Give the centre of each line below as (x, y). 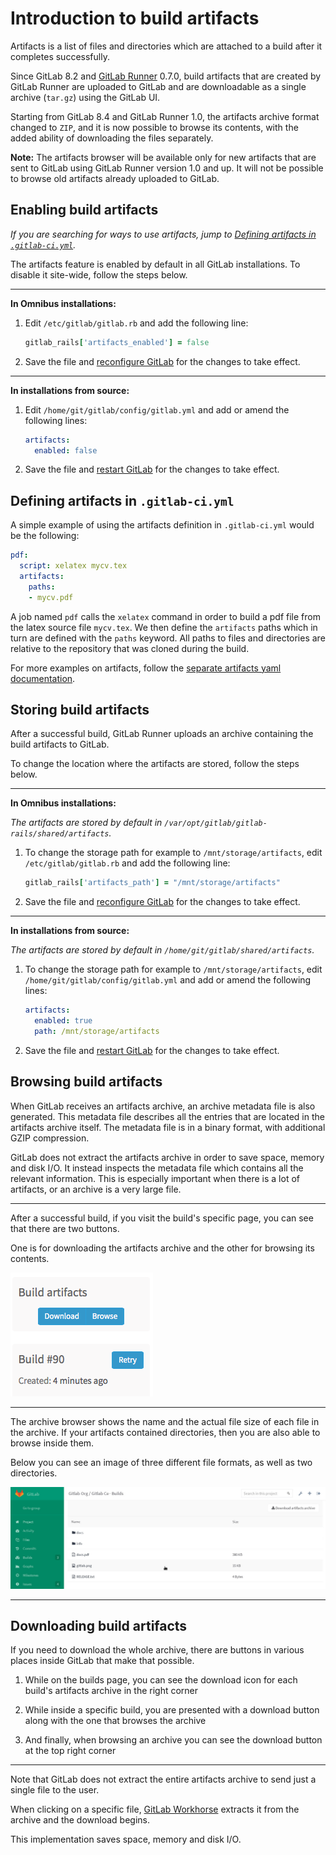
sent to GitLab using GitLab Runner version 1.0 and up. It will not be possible (167, 168)
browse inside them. (52, 1443)
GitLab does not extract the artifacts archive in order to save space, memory (167, 1157)
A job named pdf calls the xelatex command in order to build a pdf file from (165, 616)
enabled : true (63, 1021)
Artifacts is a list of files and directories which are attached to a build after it (166, 46)
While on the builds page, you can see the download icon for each (161, 1680)
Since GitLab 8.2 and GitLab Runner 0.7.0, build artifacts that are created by (166, 76)
